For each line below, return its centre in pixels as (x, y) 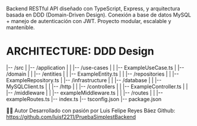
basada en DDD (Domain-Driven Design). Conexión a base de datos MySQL (99, 15)
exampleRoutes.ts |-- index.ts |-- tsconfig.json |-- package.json (84, 99)
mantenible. (20, 27)
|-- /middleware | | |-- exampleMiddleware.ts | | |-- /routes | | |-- (85, 93)
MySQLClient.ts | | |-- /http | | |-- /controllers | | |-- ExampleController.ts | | (97, 86)
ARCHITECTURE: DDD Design (80, 51)
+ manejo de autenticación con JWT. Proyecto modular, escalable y (89, 21)
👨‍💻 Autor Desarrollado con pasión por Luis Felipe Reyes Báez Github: (91, 110)
